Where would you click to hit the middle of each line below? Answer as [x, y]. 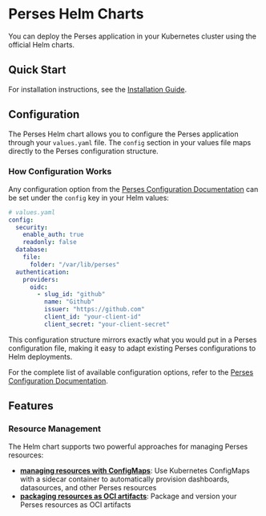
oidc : [38, 287]
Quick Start [37, 70]
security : [32, 227]
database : [32, 250]
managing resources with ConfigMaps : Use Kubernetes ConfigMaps [135, 470]
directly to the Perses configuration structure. [83, 151]
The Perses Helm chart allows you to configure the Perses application [123, 134]
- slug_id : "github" [71, 295]
